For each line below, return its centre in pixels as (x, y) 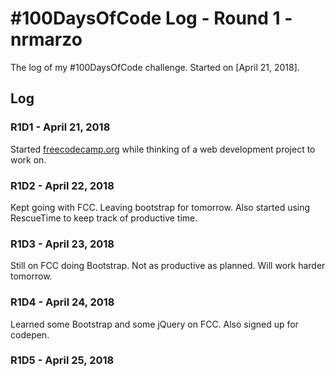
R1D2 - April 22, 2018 (62, 185)
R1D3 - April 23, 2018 (62, 244)
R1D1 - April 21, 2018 (60, 127)
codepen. (30, 334)
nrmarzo (46, 39)
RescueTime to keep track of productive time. (104, 218)
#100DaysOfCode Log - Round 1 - (151, 18)
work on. (28, 159)
